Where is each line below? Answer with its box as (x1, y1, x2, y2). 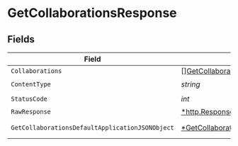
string (181, 79, 200, 89)
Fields (7, 33, 35, 45)
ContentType (11, 80, 52, 88)
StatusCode (11, 94, 47, 103)
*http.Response (181, 107, 234, 116)
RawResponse (11, 108, 52, 116)
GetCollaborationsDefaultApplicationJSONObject (11, 124, 175, 132)
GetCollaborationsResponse (7, 5, 177, 21)
